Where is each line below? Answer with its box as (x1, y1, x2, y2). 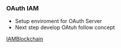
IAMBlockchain (6, 36, 44, 43)
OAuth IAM (6, 4, 39, 12)
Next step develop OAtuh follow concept (14, 24, 115, 31)
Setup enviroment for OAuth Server (14, 18, 102, 25)
